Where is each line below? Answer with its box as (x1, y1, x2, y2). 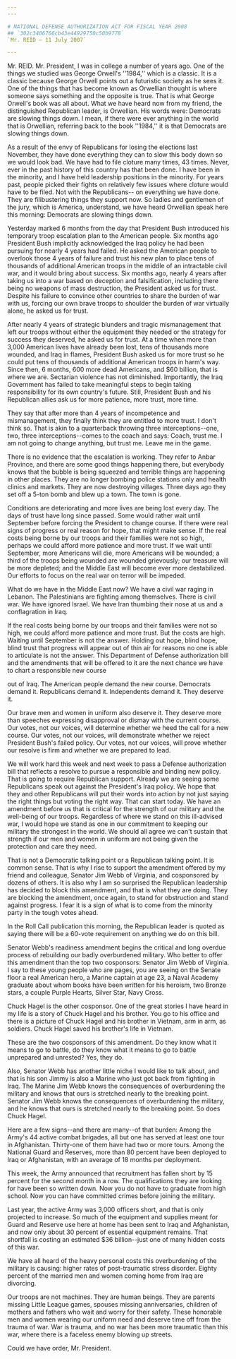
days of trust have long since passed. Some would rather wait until (7, 511, 201, 520)
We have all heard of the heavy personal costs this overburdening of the (7, 1257, 217, 1265)
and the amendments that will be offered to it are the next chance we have (7, 659, 223, 667)
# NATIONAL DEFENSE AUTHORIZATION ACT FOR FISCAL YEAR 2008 (7, 23, 188, 30)
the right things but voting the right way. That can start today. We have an (7, 797, 221, 806)
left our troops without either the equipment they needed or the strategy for (7, 328, 227, 336)
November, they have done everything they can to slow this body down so (7, 150, 223, 159)
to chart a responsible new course (7, 666, 107, 675)
